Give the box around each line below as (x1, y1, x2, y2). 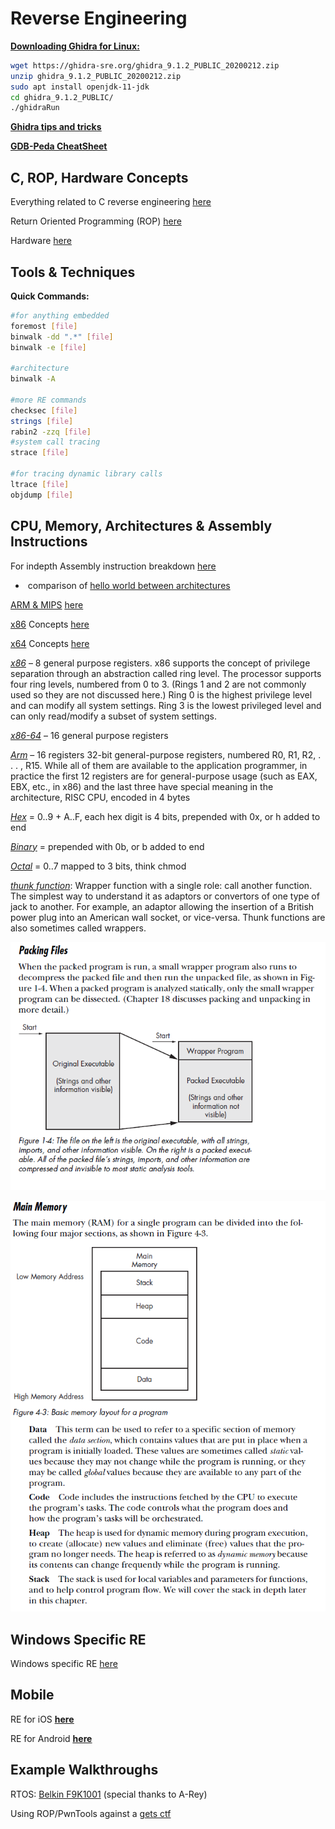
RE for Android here (10, 1732, 93, 1744)
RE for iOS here (10, 1713, 75, 1725)
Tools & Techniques (10, 263, 136, 281)
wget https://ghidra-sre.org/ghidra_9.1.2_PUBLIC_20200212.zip (10, 60, 280, 71)
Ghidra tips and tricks (10, 121, 102, 133)
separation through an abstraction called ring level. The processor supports (10, 667, 322, 679)
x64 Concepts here (10, 637, 90, 649)
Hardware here (10, 235, 72, 247)
